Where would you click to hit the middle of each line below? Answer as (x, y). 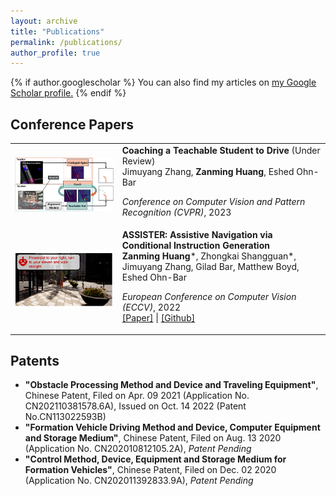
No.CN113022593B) (65, 417)
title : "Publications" (57, 31)
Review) (138, 161)
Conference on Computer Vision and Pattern (213, 201)
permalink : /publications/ (66, 42)
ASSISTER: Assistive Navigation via (197, 235)
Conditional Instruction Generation (195, 246)
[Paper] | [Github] (158, 318)
